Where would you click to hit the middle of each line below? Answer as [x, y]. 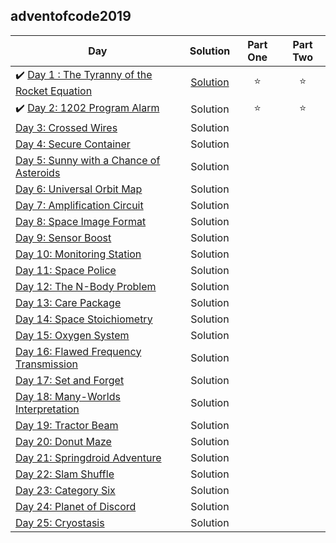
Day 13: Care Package [68, 302]
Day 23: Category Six [65, 490]
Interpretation [47, 409]
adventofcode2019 [71, 16]
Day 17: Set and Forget [70, 380]
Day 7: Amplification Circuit [79, 205]
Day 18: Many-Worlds [68, 396]
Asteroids [38, 172]
